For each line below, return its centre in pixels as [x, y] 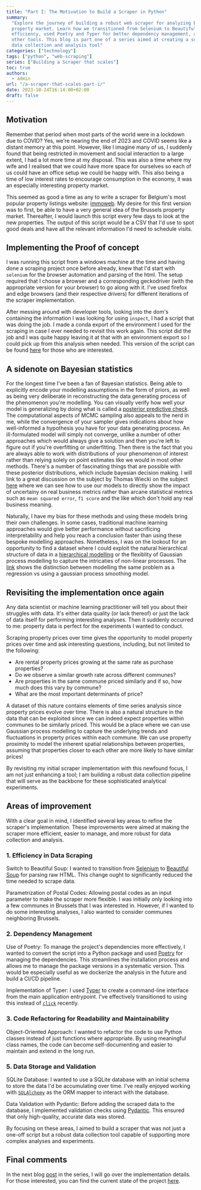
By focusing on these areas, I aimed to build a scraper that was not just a [96, 1128]
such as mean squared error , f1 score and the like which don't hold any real [100, 498]
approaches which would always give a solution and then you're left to [93, 441]
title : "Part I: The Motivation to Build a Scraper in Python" [87, 12]
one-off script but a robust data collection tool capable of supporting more [98, 1134]
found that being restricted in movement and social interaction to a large [95, 153]
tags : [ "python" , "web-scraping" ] [49, 56]
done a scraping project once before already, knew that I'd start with [91, 268]
